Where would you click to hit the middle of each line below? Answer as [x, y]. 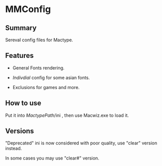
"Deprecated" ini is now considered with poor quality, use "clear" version [81, 143]
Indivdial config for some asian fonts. [51, 77]
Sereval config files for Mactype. [39, 40]
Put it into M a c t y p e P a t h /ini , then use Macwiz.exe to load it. [67, 115]
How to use [23, 103]
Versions [20, 131]
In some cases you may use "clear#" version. [52, 158]
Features [19, 56]
